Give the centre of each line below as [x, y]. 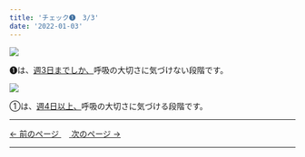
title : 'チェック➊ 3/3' [54, 18]
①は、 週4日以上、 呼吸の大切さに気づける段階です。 [109, 106]
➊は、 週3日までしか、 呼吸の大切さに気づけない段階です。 [119, 69]
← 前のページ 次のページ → [65, 134]
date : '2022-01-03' [46, 26]
